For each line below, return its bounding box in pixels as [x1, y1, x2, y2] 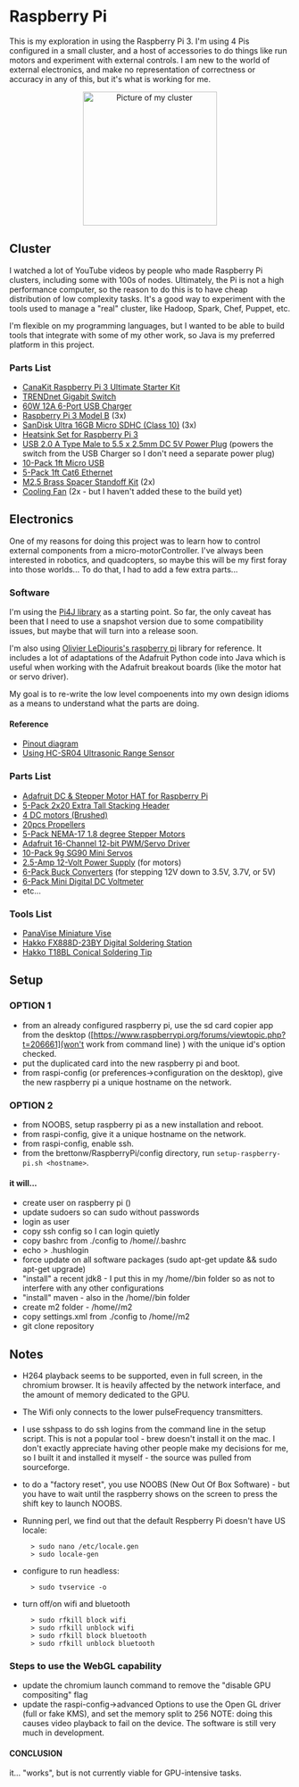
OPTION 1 [9, 1000, 52, 1012]
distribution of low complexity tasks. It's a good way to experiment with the [9, 293, 286, 304]
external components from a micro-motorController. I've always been [9, 544, 263, 555]
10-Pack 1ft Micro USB [21, 458, 105, 469]
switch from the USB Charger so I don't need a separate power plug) [21, 448, 275, 459]
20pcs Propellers [21, 819, 86, 829]
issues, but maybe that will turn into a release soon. [9, 626, 199, 636]
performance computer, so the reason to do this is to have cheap [9, 284, 248, 295]
